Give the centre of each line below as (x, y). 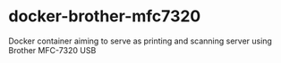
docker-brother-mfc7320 (105, 16)
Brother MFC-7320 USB (52, 50)
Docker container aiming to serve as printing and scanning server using (140, 41)
